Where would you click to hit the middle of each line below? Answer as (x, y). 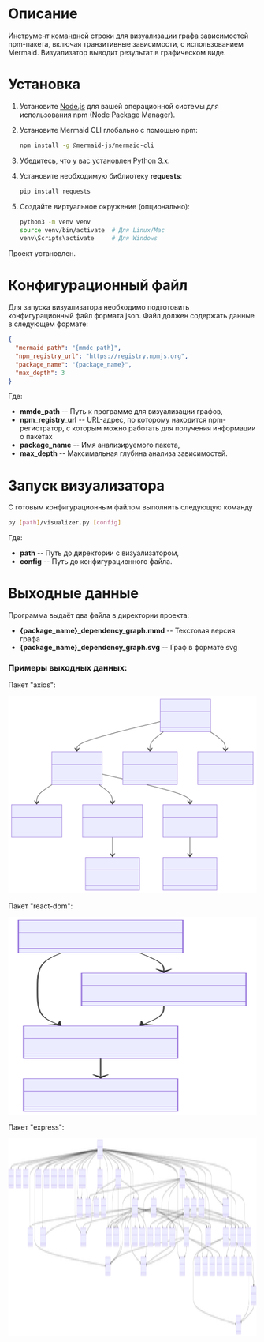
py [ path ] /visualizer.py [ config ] (65, 523)
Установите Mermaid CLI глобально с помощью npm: (109, 130)
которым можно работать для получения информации (164, 428)
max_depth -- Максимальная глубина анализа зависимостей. (123, 453)
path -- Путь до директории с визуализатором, (99, 553)
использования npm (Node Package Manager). (97, 115)
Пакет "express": (36, 1127)
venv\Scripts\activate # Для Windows (89, 239)
